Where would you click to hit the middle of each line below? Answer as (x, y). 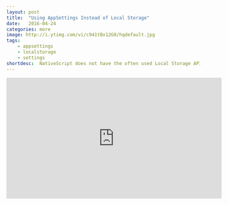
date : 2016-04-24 (31, 23)
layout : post (23, 12)
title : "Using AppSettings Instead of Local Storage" (78, 18)
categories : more (29, 29)
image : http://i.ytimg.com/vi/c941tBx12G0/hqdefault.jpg (81, 35)
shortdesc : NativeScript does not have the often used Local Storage (99, 63)
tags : (13, 41)
